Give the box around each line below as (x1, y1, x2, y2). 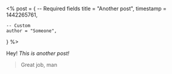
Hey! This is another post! (6, 50, 70, 57)
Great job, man (20, 62, 58, 68)
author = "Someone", (6, 28, 58, 34)
